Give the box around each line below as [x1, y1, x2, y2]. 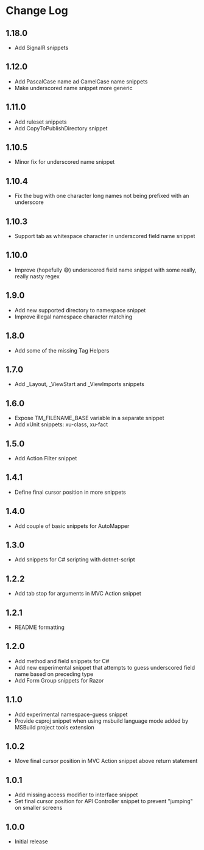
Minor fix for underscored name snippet [14, 158, 115, 166]
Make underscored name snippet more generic [14, 84, 133, 91]
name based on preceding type [14, 670, 94, 678]
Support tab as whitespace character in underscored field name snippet [14, 233, 195, 240]
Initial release [14, 838, 48, 845]
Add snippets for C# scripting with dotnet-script [14, 556, 135, 563]
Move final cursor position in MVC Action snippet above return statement [14, 757, 198, 765]
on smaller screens [14, 804, 63, 812]
